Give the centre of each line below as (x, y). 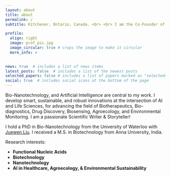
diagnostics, (18, 111)
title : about (19, 15)
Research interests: (25, 142)
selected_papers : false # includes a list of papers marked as (74, 76)
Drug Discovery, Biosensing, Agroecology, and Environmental (96, 111)
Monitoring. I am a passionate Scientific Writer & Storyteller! (68, 117)
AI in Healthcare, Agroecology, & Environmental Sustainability (79, 168)
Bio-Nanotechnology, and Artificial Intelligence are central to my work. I (80, 95)
